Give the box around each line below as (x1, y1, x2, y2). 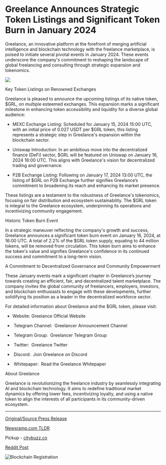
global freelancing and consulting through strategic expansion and (5, 62, 141, 68)
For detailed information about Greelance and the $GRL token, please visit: (5, 303, 157, 309)
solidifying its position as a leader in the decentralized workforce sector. (5, 293, 152, 299)
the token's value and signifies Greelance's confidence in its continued (5, 248, 150, 254)
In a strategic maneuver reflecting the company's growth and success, (5, 227, 149, 233)
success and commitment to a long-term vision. (5, 253, 102, 259)
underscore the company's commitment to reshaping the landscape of (5, 57, 149, 62)
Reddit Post (5, 444, 29, 450)
